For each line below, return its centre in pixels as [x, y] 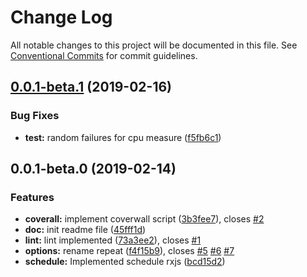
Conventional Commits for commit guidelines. [104, 55]
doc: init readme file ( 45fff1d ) [85, 230]
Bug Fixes [35, 116]
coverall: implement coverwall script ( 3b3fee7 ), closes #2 [144, 219]
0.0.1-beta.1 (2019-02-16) [91, 87]
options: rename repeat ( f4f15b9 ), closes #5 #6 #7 [129, 251]
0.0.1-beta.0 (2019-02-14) [93, 169]
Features [32, 197]
